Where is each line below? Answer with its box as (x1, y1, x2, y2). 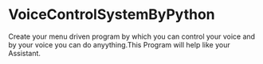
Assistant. (8, 48, 41, 58)
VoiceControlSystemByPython (8, 6, 215, 24)
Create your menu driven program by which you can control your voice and (8, 32, 256, 41)
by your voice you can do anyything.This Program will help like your (8, 40, 230, 49)
